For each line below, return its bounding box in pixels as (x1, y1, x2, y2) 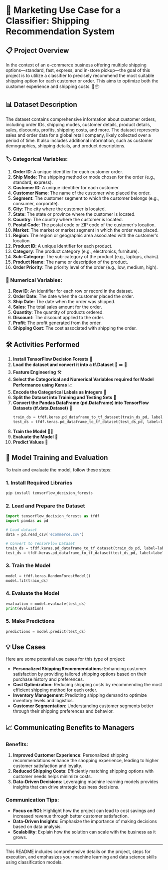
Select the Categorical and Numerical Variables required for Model (12, 377, 154, 383)
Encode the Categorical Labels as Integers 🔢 (12, 389, 107, 395)
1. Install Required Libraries (5, 479, 73, 486)
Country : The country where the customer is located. (12, 217, 123, 223)
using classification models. (5, 859, 63, 866)
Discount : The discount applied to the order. (12, 315, 104, 321)
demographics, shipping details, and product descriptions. (5, 142, 126, 149)
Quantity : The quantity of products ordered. (12, 309, 104, 315)
